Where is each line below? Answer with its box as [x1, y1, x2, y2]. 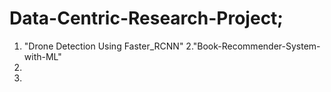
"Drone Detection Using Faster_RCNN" [23, 40, 184, 52]
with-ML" [23, 50, 62, 62]
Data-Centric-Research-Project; [9, 7, 284, 30]
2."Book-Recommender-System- [185, 40, 321, 52]
